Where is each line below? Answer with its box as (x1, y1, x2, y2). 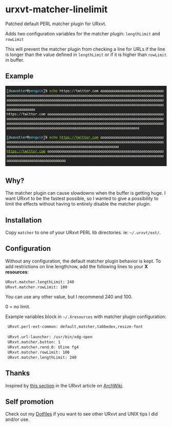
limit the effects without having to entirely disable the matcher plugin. (5, 201, 151, 207)
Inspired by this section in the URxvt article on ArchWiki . (5, 382, 124, 388)
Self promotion (5, 397, 54, 406)
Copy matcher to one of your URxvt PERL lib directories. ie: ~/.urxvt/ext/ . (5, 229, 161, 235)
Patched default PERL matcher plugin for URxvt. (5, 21, 106, 27)
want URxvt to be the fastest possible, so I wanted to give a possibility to (5, 195, 159, 201)
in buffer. (5, 57, 25, 63)
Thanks (5, 369, 30, 378)
